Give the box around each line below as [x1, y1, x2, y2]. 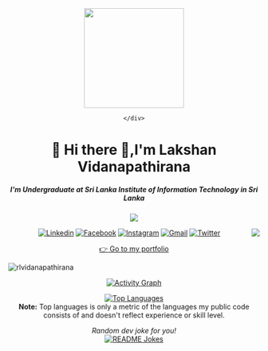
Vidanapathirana [77, 158, 191, 176]
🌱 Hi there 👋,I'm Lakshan [51, 141, 217, 159]
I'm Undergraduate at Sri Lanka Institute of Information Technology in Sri [10, 184, 258, 194]
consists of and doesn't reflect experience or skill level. [43, 310, 225, 320]
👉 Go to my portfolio [99, 244, 169, 254]
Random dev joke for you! [91, 326, 177, 336]
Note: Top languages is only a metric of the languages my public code [18, 302, 250, 312]
